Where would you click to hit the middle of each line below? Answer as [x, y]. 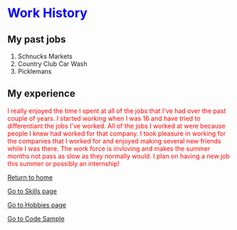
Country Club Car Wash [52, 64]
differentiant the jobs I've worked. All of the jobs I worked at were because [116, 126]
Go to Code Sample [36, 219]
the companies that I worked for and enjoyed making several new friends [115, 141]
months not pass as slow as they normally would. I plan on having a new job [118, 156]
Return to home [30, 177]
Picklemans [35, 71]
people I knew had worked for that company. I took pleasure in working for [117, 133]
